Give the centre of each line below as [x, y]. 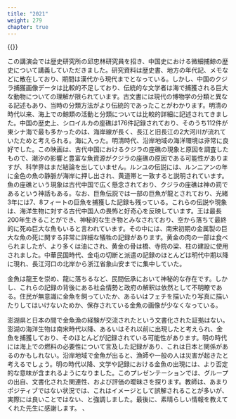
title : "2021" [28, 14]
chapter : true [28, 27]
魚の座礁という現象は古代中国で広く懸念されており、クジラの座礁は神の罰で [118, 185]
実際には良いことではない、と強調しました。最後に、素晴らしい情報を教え [115, 399]
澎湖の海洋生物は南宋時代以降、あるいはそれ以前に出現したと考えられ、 [112, 329]
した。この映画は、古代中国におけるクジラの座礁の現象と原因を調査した [124, 149]
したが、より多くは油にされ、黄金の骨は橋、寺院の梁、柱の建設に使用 [127, 246]
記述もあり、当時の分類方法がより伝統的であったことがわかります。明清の [120, 106]
